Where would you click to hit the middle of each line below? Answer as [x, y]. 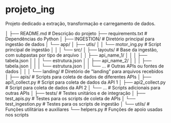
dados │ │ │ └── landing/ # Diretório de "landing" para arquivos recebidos [84, 71]
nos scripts [17, 115]
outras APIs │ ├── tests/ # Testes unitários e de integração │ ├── [76, 93]
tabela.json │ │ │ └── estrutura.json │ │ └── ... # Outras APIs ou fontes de [85, 66]
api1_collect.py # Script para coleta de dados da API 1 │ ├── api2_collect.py [85, 82]
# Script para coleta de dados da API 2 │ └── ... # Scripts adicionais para [83, 87]
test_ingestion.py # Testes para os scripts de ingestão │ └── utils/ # [78, 104]
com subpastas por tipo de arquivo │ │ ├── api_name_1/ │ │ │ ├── [76, 55]
